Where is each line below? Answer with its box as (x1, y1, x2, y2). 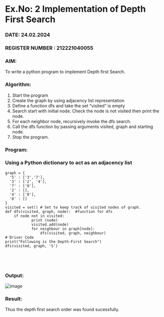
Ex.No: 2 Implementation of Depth (5, 3, 146, 15)
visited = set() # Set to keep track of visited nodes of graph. (5, 205, 141, 210)
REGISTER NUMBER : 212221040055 (5, 45, 94, 52)
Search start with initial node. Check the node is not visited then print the (12, 108, 160, 114)
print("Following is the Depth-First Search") (5, 239, 102, 244)
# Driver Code (5, 235, 34, 240)
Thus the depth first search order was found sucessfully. (5, 307, 119, 313)
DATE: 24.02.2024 (5, 31, 50, 38)
